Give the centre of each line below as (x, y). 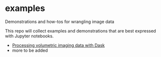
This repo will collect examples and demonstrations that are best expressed (80, 31)
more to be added (30, 50)
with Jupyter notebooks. (29, 36)
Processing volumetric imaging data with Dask (58, 45)
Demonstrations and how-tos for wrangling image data (60, 22)
